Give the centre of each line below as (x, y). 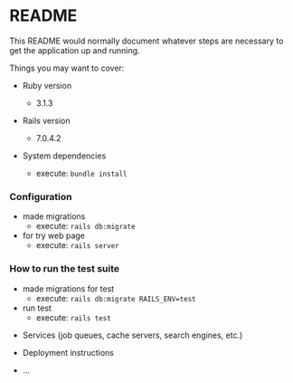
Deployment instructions (68, 352)
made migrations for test (68, 288)
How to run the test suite (65, 269)
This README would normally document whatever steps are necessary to (146, 41)
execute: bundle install (82, 173)
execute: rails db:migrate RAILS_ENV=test (116, 298)
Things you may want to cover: (67, 68)
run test (37, 308)
